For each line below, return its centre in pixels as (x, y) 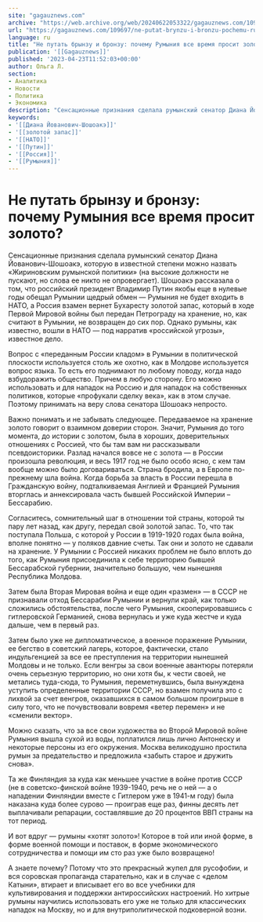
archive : (22, 23)
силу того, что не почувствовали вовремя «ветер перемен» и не (117, 707)
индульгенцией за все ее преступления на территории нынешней (118, 657)
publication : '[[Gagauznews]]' (59, 52)
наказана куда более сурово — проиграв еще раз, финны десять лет (123, 804)
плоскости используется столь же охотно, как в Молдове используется (128, 363)
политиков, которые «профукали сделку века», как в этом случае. (119, 396)
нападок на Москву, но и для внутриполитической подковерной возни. (128, 910)
